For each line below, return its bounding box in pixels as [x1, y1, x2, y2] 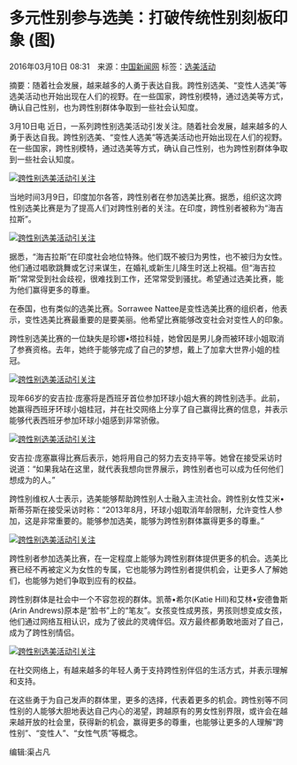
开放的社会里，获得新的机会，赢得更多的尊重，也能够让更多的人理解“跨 [24, 716, 285, 727]
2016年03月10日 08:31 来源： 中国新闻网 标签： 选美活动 [9, 61, 217, 72]
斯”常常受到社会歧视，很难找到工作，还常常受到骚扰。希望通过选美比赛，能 [9, 273, 285, 284]
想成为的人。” [9, 474, 56, 485]
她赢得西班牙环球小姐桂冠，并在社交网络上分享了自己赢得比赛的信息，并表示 [9, 403, 288, 414]
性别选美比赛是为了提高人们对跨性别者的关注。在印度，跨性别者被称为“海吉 [9, 203, 285, 213]
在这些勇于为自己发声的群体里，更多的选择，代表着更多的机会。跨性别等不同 [9, 694, 288, 705]
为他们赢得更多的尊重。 [9, 284, 95, 295]
